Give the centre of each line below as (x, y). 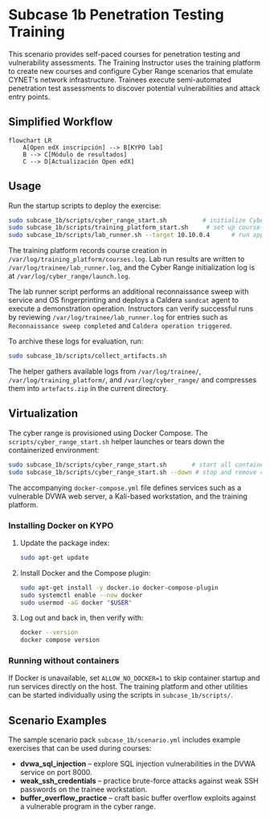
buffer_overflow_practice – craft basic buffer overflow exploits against (138, 798)
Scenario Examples (57, 720)
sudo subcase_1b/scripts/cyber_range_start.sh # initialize (127, 220)
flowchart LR (30, 141)
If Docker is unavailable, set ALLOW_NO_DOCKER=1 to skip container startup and (134, 678)
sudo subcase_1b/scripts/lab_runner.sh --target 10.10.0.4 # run (129, 235)
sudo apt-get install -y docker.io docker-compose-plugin (119, 588)
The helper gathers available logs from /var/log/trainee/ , (105, 372)
